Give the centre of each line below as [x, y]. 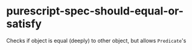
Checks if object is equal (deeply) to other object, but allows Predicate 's [96, 40]
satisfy [24, 24]
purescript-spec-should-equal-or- [95, 11]
